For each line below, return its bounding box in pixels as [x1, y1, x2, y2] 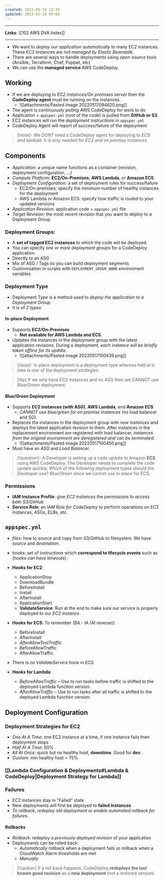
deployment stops [12, 739, 49, 745]
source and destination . [12, 540, 60, 546]
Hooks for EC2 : [12, 565, 44, 571]
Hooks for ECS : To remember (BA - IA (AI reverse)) [12, 620, 115, 626]
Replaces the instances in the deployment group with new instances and [12, 420, 159, 426]
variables [12, 271, 31, 277]
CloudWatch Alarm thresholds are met [19, 851, 97, 857]
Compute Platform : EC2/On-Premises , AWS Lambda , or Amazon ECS [12, 175, 154, 181]
